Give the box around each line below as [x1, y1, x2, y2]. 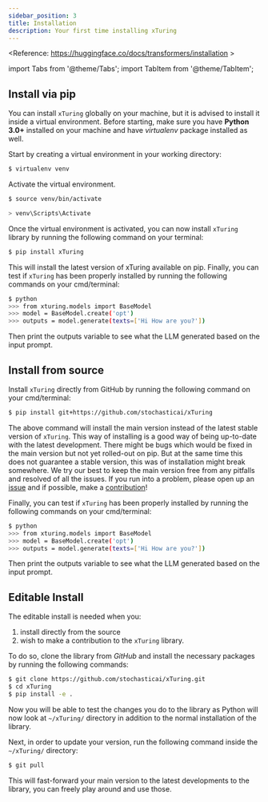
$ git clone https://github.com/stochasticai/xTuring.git [8, 676, 206, 684]
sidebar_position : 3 [8, 11, 78, 20]
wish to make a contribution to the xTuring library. [19, 636, 184, 645]
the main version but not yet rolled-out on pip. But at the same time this [8, 448, 243, 458]
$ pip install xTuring [8, 247, 84, 256]
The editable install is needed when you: [8, 612, 142, 621]
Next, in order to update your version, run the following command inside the [8, 737, 258, 747]
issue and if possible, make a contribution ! [8, 482, 148, 492]
